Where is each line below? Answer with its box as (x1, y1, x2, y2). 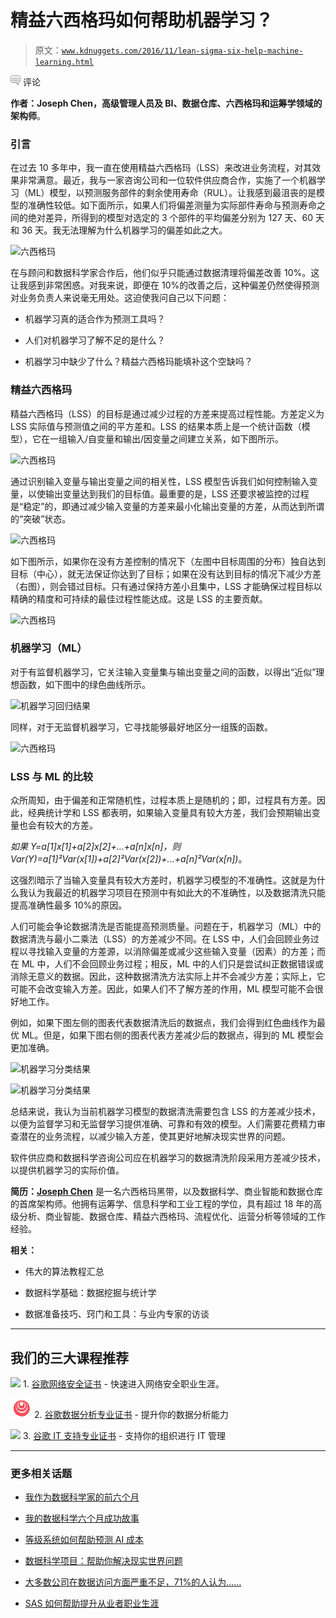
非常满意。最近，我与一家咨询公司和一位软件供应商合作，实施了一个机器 (18, 174, 317, 186)
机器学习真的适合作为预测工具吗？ (24, 313, 166, 325)
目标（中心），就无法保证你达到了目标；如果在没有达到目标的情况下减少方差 (10, 567, 322, 580)
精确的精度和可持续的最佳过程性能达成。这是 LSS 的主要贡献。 (10, 592, 268, 605)
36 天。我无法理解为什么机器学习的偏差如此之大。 (21, 224, 228, 236)
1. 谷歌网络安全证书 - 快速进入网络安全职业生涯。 (22, 1377, 225, 1390)
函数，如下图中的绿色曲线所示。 (18, 678, 151, 690)
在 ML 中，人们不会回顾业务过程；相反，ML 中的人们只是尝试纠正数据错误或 (10, 958, 324, 970)
